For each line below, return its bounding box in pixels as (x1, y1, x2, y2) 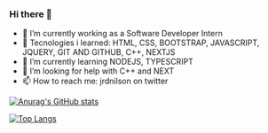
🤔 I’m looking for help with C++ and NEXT (21, 66, 175, 76)
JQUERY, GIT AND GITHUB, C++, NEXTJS (21, 47, 176, 58)
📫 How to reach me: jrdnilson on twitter (21, 75, 169, 87)
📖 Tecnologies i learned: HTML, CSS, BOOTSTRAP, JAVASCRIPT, (21, 37, 260, 48)
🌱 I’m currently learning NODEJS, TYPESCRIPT (21, 57, 193, 67)
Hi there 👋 (9, 8, 53, 20)
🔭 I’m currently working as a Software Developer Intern (21, 28, 224, 39)
